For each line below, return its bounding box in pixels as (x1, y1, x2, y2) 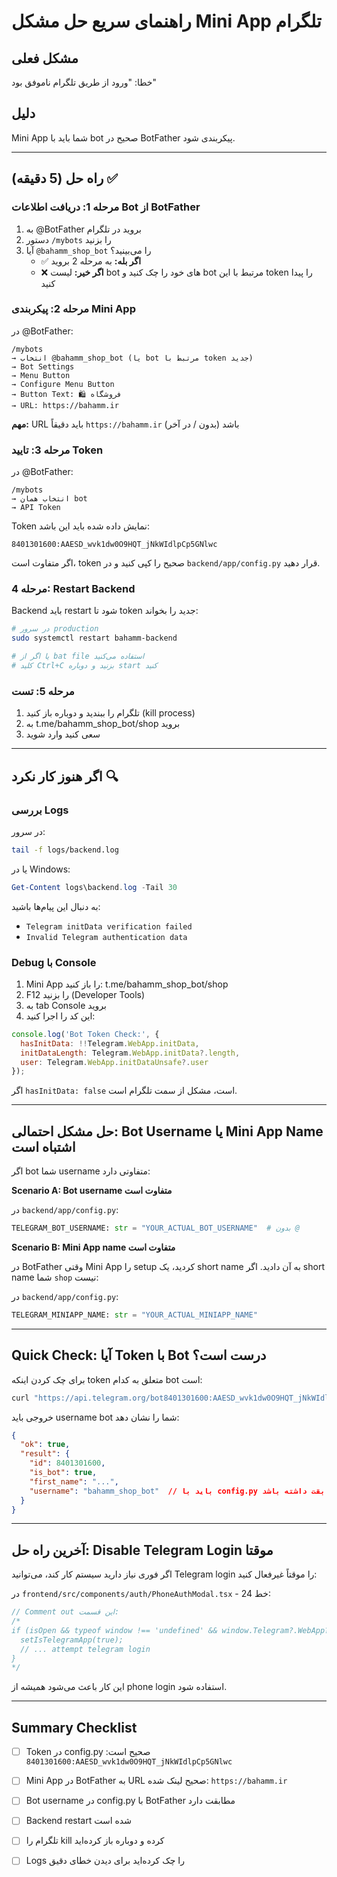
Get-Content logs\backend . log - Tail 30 (11, 882, 178, 892)
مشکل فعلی (11, 50, 79, 67)
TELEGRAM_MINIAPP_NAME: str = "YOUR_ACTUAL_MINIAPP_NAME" (11, 1310, 258, 1320)
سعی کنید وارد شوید (25, 728, 101, 740)
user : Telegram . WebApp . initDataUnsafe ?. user (20, 1057, 209, 1067)
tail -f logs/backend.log (11, 845, 119, 855)
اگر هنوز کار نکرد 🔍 (11, 768, 119, 785)
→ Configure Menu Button (11, 379, 115, 389)
